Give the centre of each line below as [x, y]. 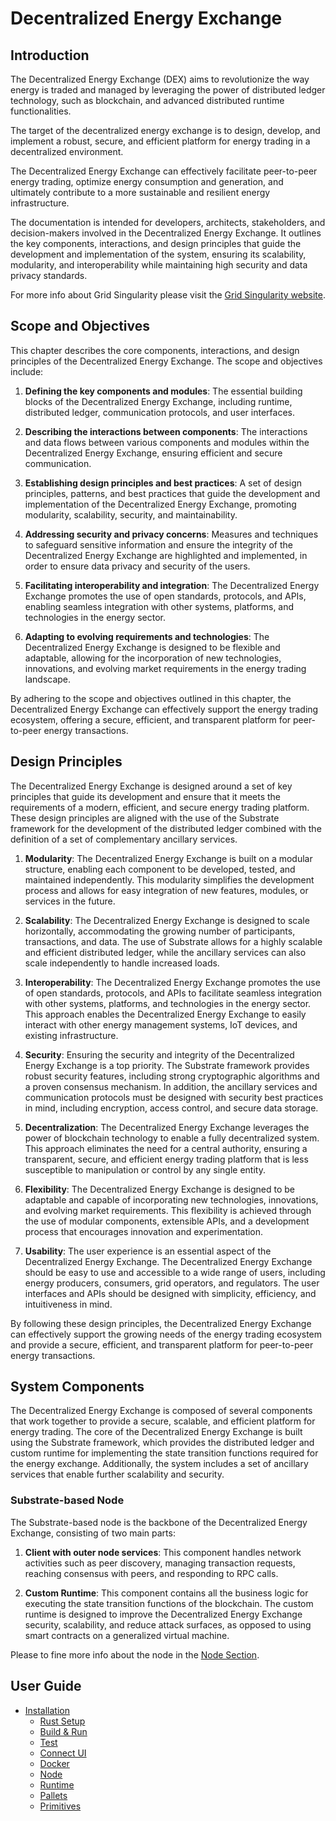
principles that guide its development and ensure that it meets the [146, 796]
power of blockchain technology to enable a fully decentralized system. [172, 1138]
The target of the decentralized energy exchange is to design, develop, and [165, 130]
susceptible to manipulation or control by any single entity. [145, 1169]
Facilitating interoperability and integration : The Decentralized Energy [172, 585]
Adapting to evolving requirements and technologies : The [147, 636]
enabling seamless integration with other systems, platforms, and [159, 606]
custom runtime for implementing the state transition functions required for [164, 1453]
